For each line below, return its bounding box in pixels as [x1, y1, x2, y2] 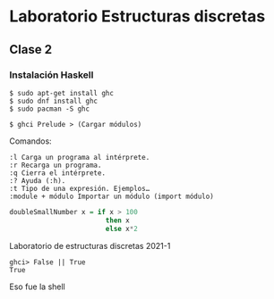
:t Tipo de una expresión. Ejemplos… [9, 184, 150, 193]
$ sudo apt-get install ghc [9, 88, 115, 97]
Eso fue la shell [9, 281, 65, 292]
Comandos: [9, 136, 52, 146]
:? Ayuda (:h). [9, 176, 66, 185]
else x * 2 [105, 224, 139, 233]
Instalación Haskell [9, 69, 94, 81]
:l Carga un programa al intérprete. [9, 153, 150, 162]
